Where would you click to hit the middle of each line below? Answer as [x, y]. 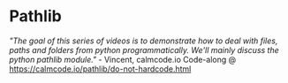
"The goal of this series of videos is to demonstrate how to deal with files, [144, 41]
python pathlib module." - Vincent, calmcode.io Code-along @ [123, 59]
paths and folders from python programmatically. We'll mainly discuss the [144, 49]
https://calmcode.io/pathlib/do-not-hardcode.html [100, 69]
